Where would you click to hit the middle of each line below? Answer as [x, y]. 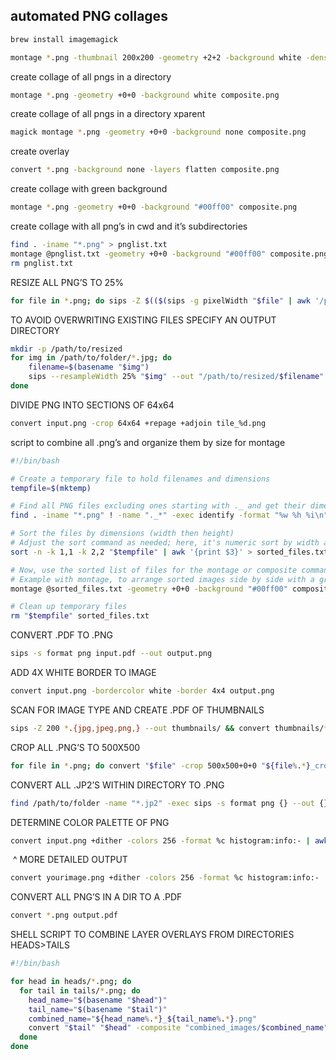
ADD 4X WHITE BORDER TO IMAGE [83, 673]
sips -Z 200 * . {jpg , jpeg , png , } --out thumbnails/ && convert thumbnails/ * [169, 728]
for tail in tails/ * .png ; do [80, 990]
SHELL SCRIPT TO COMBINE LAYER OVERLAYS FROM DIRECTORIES [152, 935]
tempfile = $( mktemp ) [51, 488]
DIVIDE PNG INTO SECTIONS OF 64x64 [92, 405]
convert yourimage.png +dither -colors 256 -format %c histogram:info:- [165, 878]
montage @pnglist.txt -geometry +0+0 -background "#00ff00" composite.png [169, 254]
